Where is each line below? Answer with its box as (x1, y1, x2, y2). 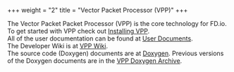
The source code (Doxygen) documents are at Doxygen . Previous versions (7, 49, 224, 57)
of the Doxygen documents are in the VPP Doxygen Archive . (7, 57, 183, 65)
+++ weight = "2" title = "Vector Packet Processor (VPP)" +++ (7, 6, 188, 14)
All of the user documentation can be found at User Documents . (7, 34, 193, 43)
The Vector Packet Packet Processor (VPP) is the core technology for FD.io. (7, 20, 227, 27)
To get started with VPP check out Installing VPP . (7, 27, 150, 35)
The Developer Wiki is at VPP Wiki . (7, 42, 108, 50)
